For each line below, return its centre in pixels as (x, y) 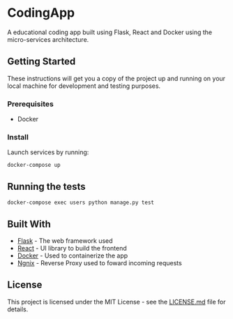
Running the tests (46, 186)
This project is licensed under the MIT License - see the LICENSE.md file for (116, 302)
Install (18, 137)
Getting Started (42, 62)
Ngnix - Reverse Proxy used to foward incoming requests (100, 262)
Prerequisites (30, 104)
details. (18, 309)
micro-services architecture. (48, 39)
